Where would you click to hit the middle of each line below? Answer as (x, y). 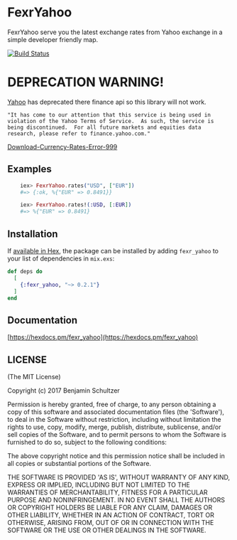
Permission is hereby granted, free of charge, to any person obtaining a (112, 404)
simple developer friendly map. (53, 39)
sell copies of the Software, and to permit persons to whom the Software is (117, 434)
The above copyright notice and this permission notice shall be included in (116, 456)
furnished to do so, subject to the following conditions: (87, 442)
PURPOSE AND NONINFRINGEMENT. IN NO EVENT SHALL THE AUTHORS (116, 500)
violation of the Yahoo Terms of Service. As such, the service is (111, 121)
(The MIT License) (34, 377)
